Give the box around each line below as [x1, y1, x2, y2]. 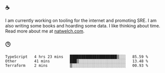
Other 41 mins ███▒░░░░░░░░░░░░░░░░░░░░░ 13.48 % [5, 58, 149, 63]
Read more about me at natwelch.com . [5, 28, 85, 34]
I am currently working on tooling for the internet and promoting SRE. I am [5, 17, 157, 23]
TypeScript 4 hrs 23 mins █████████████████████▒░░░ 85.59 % [5, 54, 149, 59]
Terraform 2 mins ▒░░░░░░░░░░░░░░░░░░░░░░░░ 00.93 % [5, 63, 149, 68]
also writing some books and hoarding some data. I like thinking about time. [5, 23, 161, 29]
